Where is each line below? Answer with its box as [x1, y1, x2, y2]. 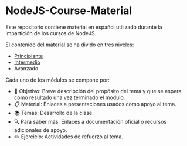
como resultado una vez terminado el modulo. [13, 94, 125, 101]
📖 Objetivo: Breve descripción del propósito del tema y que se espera [13, 87, 182, 94]
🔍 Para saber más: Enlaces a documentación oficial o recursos [13, 118, 167, 125]
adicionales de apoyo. [13, 126, 67, 133]
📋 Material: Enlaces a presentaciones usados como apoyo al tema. [13, 100, 176, 107]
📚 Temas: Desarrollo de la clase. [13, 109, 94, 116]
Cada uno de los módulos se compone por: [5, 76, 110, 83]
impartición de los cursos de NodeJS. [5, 29, 97, 36]
